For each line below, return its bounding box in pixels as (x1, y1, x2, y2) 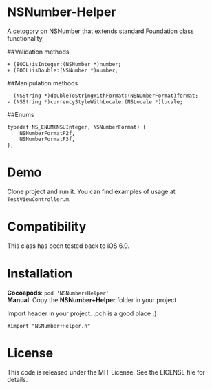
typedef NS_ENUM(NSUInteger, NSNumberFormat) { (7, 123, 147, 131)
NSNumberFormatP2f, (19, 129, 76, 136)
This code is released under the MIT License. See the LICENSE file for (7, 368, 205, 376)
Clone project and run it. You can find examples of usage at (7, 187, 176, 196)
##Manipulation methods (7, 78, 78, 87)
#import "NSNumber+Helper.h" (7, 322, 91, 329)
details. (7, 375, 28, 383)
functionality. (7, 34, 45, 42)
